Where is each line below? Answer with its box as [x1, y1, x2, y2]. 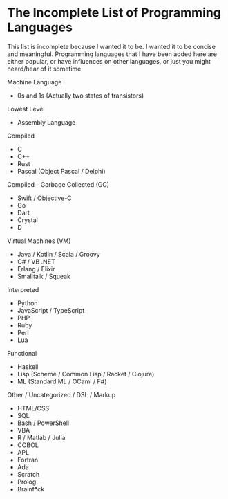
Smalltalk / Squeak [17, 272, 71, 280]
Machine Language [7, 78, 62, 86]
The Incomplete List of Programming [7, 5, 221, 21]
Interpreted [7, 285, 39, 293]
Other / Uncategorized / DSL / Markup [7, 390, 116, 399]
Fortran [17, 455, 39, 464]
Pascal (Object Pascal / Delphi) [17, 167, 106, 175]
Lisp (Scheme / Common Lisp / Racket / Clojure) [17, 370, 155, 378]
